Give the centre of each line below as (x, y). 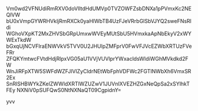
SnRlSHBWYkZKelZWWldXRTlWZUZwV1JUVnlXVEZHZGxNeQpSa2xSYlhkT (98, 84)
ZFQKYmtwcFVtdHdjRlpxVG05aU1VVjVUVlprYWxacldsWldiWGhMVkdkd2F (97, 59)
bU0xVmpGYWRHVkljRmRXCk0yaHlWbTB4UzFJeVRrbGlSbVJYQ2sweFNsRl (99, 21)
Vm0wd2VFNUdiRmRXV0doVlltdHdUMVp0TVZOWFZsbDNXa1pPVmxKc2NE (99, 9)
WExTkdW (19, 40)
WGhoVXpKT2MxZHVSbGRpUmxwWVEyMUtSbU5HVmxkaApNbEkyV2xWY (99, 34)
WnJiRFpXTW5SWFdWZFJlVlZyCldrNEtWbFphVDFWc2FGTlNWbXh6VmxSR (99, 71)
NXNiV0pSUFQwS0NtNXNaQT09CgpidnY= (69, 90)
